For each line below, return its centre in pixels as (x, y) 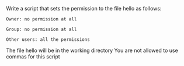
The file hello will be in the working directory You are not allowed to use (92, 50)
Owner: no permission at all (41, 19)
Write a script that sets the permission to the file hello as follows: (84, 8)
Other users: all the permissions (48, 40)
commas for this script (33, 57)
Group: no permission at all (41, 29)
